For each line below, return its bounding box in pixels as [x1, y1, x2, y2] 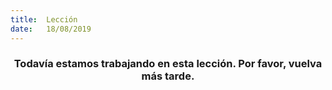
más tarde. [141, 69, 195, 83]
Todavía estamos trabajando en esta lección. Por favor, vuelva [13, 57, 323, 71]
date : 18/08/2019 [10, 24, 92, 34]
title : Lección [10, 14, 78, 25]
